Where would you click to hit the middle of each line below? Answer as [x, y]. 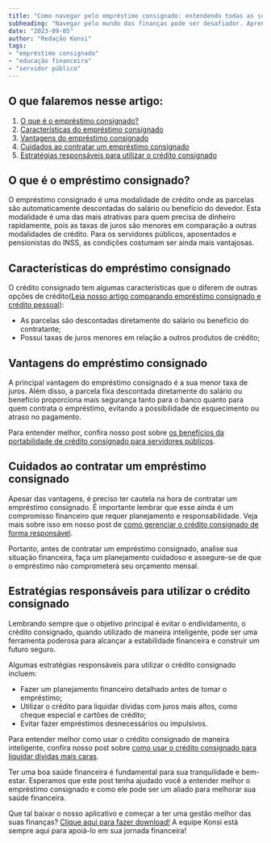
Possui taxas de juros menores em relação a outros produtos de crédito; [140, 338]
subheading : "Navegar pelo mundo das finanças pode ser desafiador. [126, 23]
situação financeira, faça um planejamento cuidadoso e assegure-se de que [135, 557]
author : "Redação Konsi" [50, 38]
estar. [18, 780]
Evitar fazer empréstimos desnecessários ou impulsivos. [114, 723]
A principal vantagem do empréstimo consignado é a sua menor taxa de [128, 382]
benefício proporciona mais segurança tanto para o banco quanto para [126, 400]
